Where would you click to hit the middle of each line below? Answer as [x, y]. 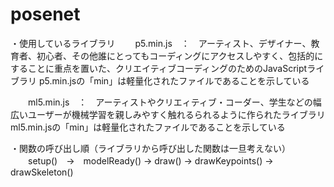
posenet [45, 14]
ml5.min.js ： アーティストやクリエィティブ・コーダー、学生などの [170, 102]
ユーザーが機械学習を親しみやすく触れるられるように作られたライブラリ [176, 114]
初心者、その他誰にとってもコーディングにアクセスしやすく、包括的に [180, 55]
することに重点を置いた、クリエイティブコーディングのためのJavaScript [159, 68]
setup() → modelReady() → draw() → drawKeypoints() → [150, 160]
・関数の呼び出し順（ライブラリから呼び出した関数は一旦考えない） [150, 148]
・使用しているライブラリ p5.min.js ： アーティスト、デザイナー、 [161, 43]
